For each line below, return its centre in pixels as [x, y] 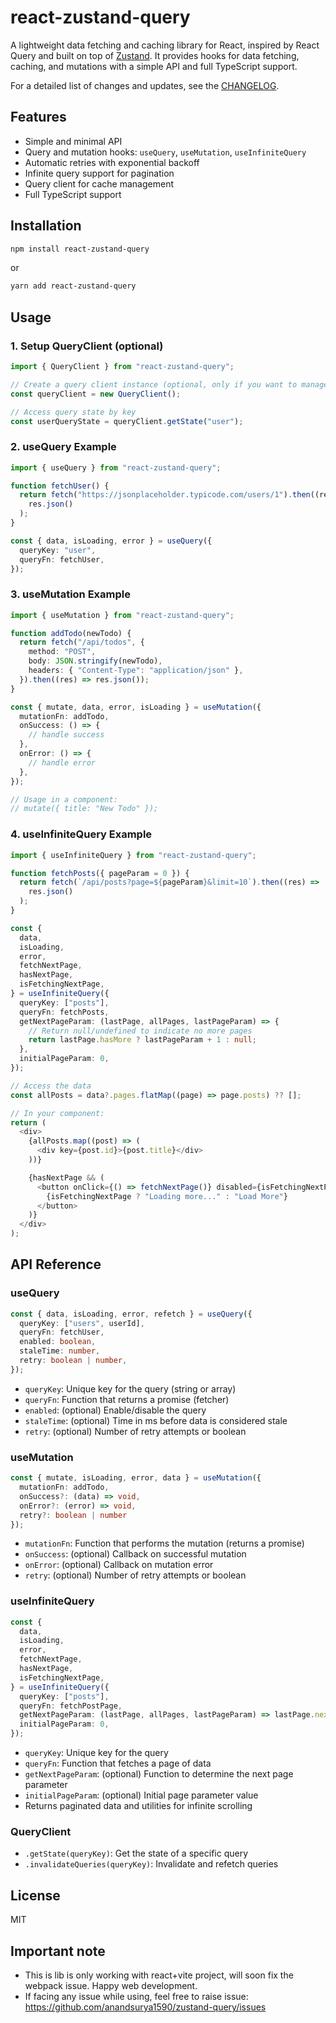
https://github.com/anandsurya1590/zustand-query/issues [145, 2007]
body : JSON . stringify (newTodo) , [95, 661]
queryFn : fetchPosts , [64, 1012]
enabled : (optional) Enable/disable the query [115, 1410]
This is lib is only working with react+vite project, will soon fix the [159, 1975]
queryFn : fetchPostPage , [71, 1706]
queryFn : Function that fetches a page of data [118, 1763]
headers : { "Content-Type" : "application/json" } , [136, 671]
